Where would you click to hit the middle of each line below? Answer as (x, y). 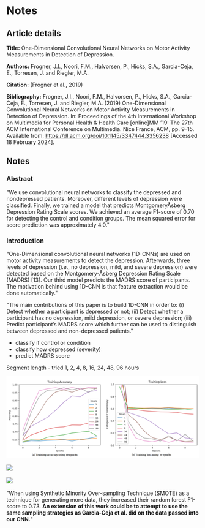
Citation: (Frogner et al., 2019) (45, 85)
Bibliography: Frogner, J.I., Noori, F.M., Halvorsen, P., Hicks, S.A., (89, 96)
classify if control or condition (53, 342)
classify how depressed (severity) (58, 349)
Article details (34, 33)
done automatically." (32, 293)
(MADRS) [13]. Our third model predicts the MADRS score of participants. (99, 280)
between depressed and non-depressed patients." (70, 331)
